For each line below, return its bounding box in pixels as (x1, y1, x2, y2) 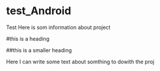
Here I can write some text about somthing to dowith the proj (6, 58, 155, 65)
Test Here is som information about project (6, 24, 111, 31)
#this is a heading (6, 35, 50, 42)
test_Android (6, 4, 72, 18)
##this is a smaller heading (6, 46, 72, 54)
